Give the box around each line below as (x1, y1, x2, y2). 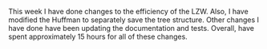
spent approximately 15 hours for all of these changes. (8, 32, 188, 41)
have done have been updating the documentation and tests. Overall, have (8, 24, 255, 32)
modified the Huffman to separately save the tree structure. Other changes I (8, 15, 259, 24)
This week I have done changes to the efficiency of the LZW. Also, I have (8, 7, 249, 16)
